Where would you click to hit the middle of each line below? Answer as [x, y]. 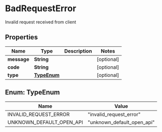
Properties [21, 37]
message [18, 59]
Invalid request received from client [41, 22]
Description [78, 51]
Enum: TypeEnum [32, 92]
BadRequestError [41, 9]
